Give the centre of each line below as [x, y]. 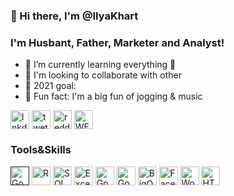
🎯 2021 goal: [50, 86]
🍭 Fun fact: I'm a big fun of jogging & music [113, 96]
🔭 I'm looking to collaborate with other [103, 75]
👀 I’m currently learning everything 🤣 [100, 65]
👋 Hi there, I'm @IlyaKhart [74, 16]
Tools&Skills [41, 150]
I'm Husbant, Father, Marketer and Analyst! [117, 42]
